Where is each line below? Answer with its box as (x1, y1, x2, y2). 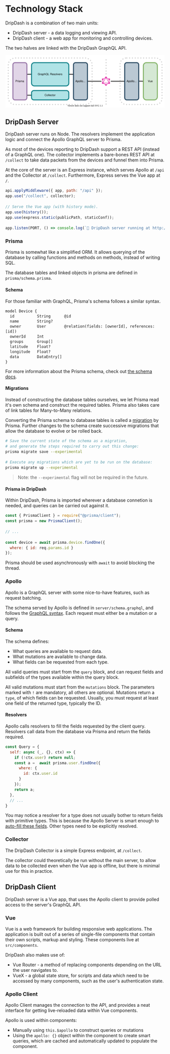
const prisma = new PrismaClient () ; (5, 518, 82, 523)
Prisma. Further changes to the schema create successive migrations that (5, 422, 159, 429)
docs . (5, 374, 17, 380)
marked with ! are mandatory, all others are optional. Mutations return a (5, 689, 155, 696)
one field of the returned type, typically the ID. (5, 700, 102, 706)
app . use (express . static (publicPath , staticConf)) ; (5, 215, 114, 220)
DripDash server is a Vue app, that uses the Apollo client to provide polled (5, 896, 159, 902)
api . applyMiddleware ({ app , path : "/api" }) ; (5, 188, 103, 193)
